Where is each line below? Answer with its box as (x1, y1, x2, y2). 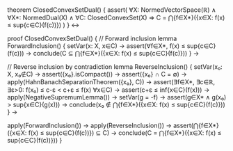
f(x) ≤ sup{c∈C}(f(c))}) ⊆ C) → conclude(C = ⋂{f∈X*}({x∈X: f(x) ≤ (28, 129, 222, 137)
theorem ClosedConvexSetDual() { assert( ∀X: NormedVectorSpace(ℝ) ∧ (7, 6, 216, 14)
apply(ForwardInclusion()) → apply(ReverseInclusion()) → (7, 121, 172, 129)
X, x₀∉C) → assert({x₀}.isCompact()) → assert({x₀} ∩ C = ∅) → (7, 70, 188, 78)
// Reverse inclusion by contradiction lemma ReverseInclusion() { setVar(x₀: (7, 63, 223, 71)
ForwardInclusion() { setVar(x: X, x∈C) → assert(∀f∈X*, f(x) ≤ (7, 42, 186, 50)
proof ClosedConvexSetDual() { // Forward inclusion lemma (7, 34, 177, 42)
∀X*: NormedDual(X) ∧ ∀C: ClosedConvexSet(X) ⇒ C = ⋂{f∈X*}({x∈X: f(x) (7, 13, 225, 22)
